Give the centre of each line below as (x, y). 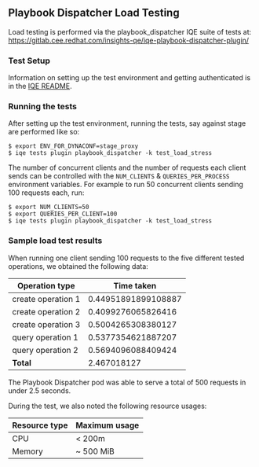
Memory (27, 451)
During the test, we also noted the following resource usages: (108, 406)
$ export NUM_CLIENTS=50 (49, 208)
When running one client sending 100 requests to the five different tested (126, 258)
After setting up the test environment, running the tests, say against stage (127, 123)
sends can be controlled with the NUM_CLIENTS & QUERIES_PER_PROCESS (119, 176)
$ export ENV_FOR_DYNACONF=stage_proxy (73, 146)
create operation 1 (46, 299)
